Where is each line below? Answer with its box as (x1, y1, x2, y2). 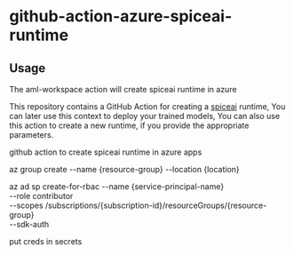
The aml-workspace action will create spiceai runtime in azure (9, 84, 237, 94)
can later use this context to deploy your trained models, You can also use (9, 111, 281, 121)
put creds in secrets (9, 236, 83, 246)
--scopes (9, 200, 44, 211)
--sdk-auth (9, 219, 50, 229)
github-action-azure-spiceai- (9, 6, 233, 27)
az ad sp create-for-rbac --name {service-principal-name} (9, 181, 225, 192)
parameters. (9, 130, 54, 139)
